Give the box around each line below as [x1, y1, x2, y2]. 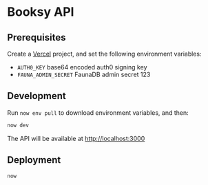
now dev [7, 122, 30, 129]
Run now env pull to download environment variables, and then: [7, 108, 189, 117]
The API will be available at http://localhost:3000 [7, 134, 145, 142]
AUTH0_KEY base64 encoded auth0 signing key [17, 63, 147, 71]
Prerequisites [7, 32, 66, 43]
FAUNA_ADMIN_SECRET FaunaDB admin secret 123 [17, 70, 151, 78]
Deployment [7, 154, 61, 166]
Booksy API [7, 4, 74, 20]
